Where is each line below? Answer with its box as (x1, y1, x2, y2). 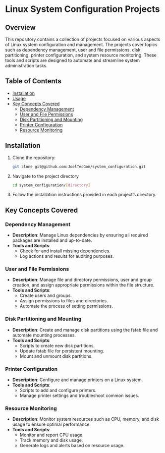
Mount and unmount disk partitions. (19, 353, 93, 359)
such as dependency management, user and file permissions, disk (5, 47, 141, 53)
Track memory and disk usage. (19, 437, 83, 443)
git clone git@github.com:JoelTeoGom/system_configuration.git (12, 164, 146, 169)
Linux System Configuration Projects (5, 3, 160, 15)
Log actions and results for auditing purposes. (19, 253, 114, 259)
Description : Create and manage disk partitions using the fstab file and (12, 327, 158, 333)
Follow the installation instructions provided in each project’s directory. (12, 192, 157, 198)
